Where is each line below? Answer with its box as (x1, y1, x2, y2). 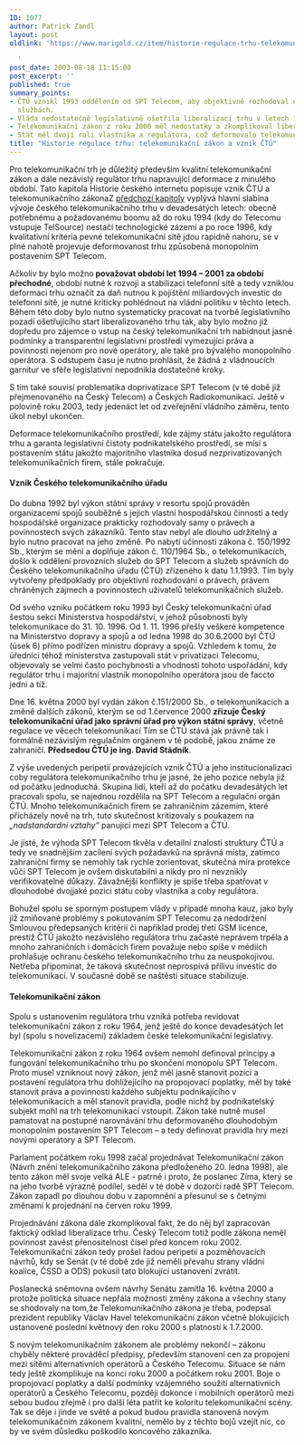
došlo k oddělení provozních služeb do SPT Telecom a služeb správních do (9, 556, 290, 567)
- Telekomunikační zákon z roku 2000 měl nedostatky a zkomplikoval (9, 122, 273, 131)
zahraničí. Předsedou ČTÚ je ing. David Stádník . (9, 744, 192, 756)
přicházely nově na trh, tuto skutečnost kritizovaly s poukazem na (9, 810, 255, 821)
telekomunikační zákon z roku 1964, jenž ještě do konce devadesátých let (9, 1020, 284, 1032)
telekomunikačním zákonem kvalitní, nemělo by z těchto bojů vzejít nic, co (9, 1416, 286, 1427)
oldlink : (9, 38, 43, 48)
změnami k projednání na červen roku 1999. (9, 1201, 173, 1211)
